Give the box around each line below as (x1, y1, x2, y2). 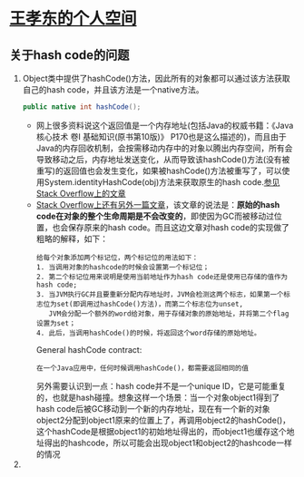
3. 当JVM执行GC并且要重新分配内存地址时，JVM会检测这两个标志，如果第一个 (35, 289, 284, 299)
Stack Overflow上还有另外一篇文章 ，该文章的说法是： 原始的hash (35, 199, 280, 209)
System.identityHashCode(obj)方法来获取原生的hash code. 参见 (44, 176, 280, 187)
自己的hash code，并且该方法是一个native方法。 (22, 84, 204, 95)
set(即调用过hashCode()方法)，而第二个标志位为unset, (56, 299, 243, 308)
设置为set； (35, 318, 76, 327)
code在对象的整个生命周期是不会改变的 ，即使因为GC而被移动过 (35, 210, 275, 221)
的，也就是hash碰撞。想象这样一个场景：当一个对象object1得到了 (35, 392, 280, 403)
